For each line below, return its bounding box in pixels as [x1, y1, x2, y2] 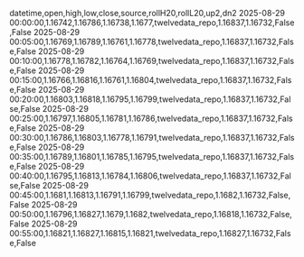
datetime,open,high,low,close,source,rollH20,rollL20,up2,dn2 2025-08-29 [9, 8, 286, 18]
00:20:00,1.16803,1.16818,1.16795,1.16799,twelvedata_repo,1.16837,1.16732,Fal [9, 94, 291, 105]
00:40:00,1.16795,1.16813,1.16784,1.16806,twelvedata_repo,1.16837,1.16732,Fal [9, 170, 291, 181]
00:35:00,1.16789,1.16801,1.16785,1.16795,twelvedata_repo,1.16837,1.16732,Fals [9, 151, 295, 161]
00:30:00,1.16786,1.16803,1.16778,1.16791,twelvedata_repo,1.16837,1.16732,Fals [9, 133, 295, 142]
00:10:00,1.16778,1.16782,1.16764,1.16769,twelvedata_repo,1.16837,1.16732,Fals [9, 56, 295, 66]
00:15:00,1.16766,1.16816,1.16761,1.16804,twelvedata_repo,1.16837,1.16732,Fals [9, 75, 292, 85]
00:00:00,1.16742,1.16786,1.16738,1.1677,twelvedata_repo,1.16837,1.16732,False [9, 17, 295, 28]
